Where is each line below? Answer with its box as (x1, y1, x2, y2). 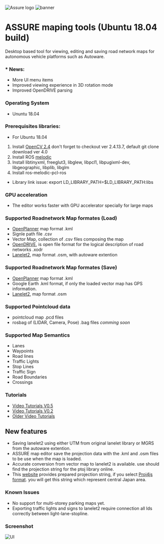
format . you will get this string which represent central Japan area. (12, 477, 147, 483)
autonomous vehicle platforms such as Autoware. (5, 53, 105, 59)
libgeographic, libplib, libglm (12, 164, 70, 170)
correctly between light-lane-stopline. (12, 510, 89, 517)
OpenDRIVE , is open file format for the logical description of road (12, 242, 143, 247)
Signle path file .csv (12, 231, 52, 237)
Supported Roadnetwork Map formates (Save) (5, 264, 117, 271)
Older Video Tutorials (12, 413, 55, 419)
